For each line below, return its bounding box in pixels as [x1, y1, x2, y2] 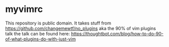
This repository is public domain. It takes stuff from [5, 20, 111, 26]
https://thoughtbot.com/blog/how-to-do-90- [71, 30, 164, 36]
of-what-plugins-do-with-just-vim [5, 36, 76, 42]
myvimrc [5, 3, 43, 15]
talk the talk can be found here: [5, 30, 70, 36]
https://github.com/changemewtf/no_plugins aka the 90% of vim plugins [5, 25, 156, 31]
